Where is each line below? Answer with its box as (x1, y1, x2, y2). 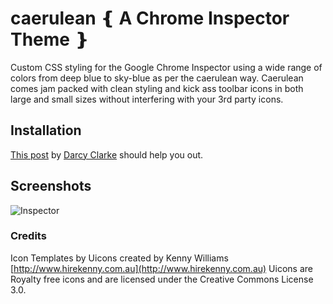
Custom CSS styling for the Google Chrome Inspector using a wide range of (10, 61, 323, 73)
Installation (10, 122, 82, 139)
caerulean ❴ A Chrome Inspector (10, 7, 290, 30)
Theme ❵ (10, 28, 90, 51)
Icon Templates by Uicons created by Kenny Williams (10, 252, 229, 264)
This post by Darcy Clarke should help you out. (10, 148, 204, 161)
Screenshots (10, 178, 92, 195)
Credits (10, 229, 47, 243)
